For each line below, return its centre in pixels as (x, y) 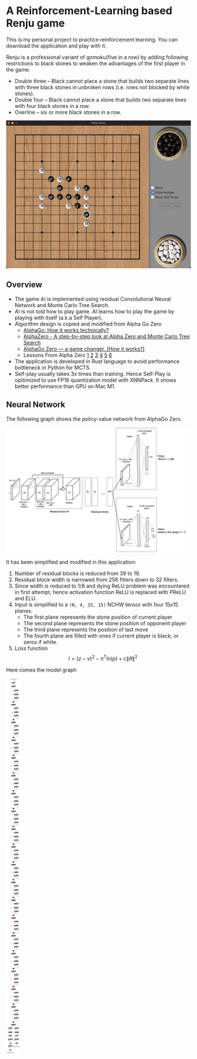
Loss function (31, 648)
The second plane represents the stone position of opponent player (105, 623)
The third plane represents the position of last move (86, 630)
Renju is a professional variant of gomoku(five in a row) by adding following (97, 57)
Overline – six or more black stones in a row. (68, 112)
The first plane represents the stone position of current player (98, 617)
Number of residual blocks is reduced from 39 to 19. (77, 574)
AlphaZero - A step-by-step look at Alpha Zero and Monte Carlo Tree (106, 336)
